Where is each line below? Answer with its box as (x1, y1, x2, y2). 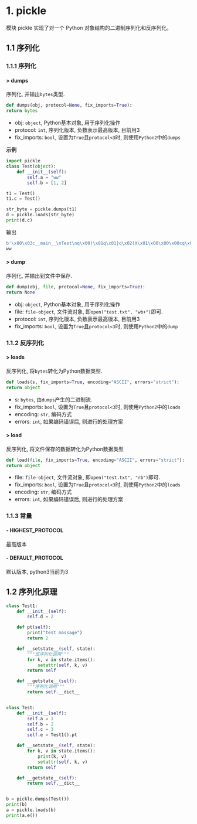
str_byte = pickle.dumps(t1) (6, 206, 77, 212)
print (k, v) (37, 753, 67, 760)
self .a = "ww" (27, 174, 62, 180)
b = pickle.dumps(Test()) (6, 796, 69, 802)
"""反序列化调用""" (27, 651, 69, 657)
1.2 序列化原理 (6, 587, 57, 597)
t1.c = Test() (6, 196, 41, 202)
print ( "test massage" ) (27, 630, 83, 636)
